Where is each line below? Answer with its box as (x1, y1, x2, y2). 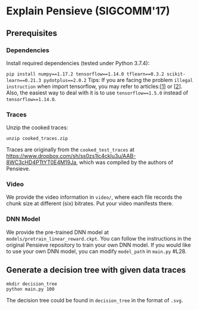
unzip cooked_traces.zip (6, 136, 68, 142)
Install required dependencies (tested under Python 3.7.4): (6, 59, 150, 66)
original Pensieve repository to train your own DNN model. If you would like (6, 241, 191, 248)
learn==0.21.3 (6, 77, 42, 83)
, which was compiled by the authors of (76, 159, 173, 166)
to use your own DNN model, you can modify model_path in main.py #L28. (6, 247, 187, 255)
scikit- (166, 71, 186, 77)
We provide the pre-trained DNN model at (6, 229, 109, 236)
